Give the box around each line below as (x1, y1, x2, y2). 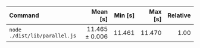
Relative (167, 11, 191, 20)
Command (9, 11, 40, 20)
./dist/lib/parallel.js (9, 33, 77, 39)
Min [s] (114, 11, 135, 20)
